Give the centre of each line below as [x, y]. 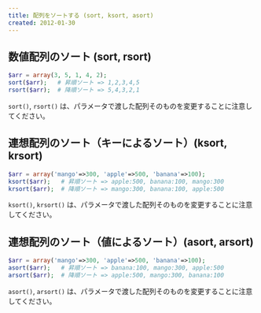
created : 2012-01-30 [42, 23]
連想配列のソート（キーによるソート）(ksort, [118, 143]
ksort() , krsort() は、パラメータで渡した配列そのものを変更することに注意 [130, 205]
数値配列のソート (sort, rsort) [80, 56]
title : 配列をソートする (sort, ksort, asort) [81, 15]
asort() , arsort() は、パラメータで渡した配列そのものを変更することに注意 [130, 291]
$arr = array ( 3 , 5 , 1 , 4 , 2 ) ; [58, 76]
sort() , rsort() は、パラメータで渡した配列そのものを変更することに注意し [130, 106]
